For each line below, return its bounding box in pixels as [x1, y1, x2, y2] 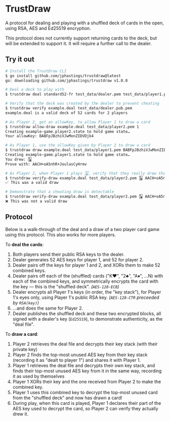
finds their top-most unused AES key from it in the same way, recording [12, 368, 162, 374]
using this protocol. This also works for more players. [5, 232, 116, 238]
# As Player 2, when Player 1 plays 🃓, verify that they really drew [5, 171, 157, 176]
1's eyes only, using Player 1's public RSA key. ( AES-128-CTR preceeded [12, 294, 159, 300]
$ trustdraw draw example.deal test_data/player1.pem [5, 147, 121, 152]
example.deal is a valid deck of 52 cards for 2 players [5, 110, 128, 116]
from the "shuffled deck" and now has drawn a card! [12, 395, 122, 401]
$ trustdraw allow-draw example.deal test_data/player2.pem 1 [5, 124, 139, 129]
